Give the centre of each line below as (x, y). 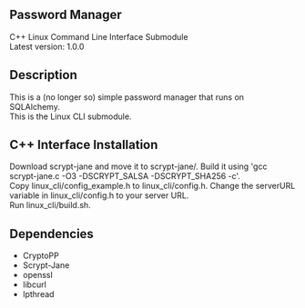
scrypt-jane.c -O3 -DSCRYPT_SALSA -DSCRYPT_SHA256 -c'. (125, 176)
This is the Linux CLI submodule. (71, 116)
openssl (37, 275)
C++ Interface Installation (84, 145)
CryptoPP (41, 256)
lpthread (38, 294)
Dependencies (51, 234)
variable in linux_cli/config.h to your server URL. (99, 195)
